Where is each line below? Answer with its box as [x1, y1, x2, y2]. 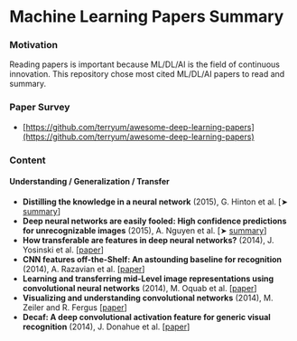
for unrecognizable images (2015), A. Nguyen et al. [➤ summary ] [22, 224, 267, 236]
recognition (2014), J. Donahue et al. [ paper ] [22, 321, 190, 332]
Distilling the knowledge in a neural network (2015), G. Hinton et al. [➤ [22, 196, 289, 207]
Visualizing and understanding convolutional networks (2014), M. [22, 292, 274, 303]
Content [9, 154, 47, 166]
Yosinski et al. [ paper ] [22, 244, 104, 255]
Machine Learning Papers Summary [9, 6, 284, 27]
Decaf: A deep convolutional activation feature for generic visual [22, 311, 271, 322]
